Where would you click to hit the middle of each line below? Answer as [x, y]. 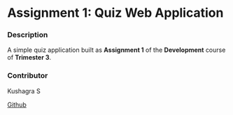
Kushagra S [24, 91]
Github [17, 104]
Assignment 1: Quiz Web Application [115, 13]
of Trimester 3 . [29, 57]
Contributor [28, 76]
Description [28, 35]
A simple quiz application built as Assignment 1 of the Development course [116, 50]
